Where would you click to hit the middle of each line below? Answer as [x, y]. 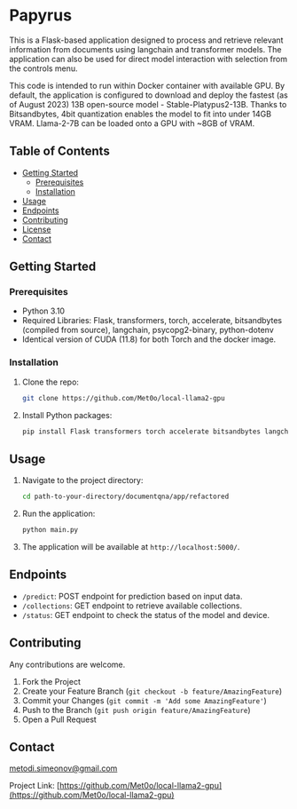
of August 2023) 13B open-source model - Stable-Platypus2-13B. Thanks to [148, 104]
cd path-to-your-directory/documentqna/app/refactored [125, 497]
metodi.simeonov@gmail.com [63, 768]
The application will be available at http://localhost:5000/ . [131, 547]
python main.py [50, 530]
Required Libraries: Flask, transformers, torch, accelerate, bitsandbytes [152, 321]
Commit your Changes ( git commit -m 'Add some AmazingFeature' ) [145, 700]
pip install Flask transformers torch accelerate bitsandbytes [141, 432]
